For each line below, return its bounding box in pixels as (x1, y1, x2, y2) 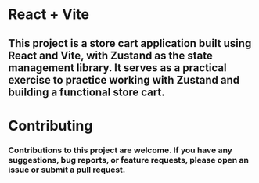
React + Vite (8, 5, 90, 23)
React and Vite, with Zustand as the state (8, 48, 213, 62)
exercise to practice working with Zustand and (8, 73, 240, 87)
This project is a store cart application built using (8, 37, 252, 50)
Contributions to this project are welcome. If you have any (8, 145, 233, 156)
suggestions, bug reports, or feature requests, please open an (8, 154, 249, 165)
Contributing (8, 117, 93, 135)
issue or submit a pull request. (8, 164, 126, 175)
